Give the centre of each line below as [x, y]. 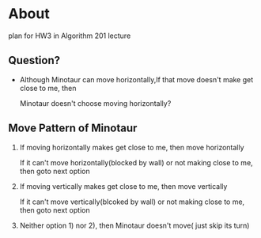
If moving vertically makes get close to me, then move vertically [123, 186]
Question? [34, 60]
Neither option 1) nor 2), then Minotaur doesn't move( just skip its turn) [134, 225]
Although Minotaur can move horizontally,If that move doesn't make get [136, 79]
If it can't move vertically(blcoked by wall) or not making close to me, [132, 202]
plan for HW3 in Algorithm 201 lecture [70, 36]
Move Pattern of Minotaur [73, 128]
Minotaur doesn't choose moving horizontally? [95, 103]
